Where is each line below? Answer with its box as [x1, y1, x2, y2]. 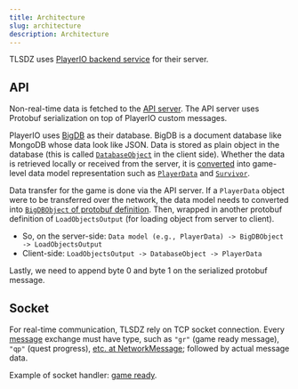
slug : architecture [9, 21, 82, 30]
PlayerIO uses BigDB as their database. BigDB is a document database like [9, 130, 282, 141]
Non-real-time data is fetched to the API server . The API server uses [9, 103, 260, 114]
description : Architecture [9, 29, 109, 38]
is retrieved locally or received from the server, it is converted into [9, 158, 251, 169]
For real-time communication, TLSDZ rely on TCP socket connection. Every [9, 324, 285, 335]
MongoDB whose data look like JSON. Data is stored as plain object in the [9, 140, 280, 150]
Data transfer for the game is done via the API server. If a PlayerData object [9, 185, 285, 196]
